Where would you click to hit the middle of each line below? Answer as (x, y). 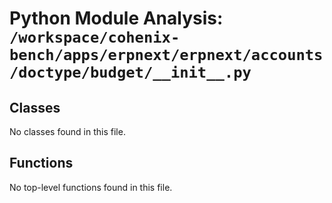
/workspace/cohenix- (95, 37)
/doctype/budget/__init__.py (130, 72)
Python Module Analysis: (116, 18)
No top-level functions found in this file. (91, 187)
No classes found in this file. (67, 131)
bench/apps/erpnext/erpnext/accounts (166, 55)
